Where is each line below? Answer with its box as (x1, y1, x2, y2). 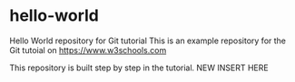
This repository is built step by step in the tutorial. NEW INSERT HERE (9, 62, 270, 73)
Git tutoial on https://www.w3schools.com (9, 44, 167, 55)
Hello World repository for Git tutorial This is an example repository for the (9, 35, 287, 46)
